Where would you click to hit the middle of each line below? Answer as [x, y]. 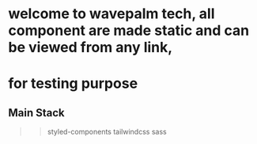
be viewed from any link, [91, 47]
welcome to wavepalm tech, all [111, 14]
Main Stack [36, 113]
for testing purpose [73, 83]
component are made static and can [129, 30]
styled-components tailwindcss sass [107, 132]
